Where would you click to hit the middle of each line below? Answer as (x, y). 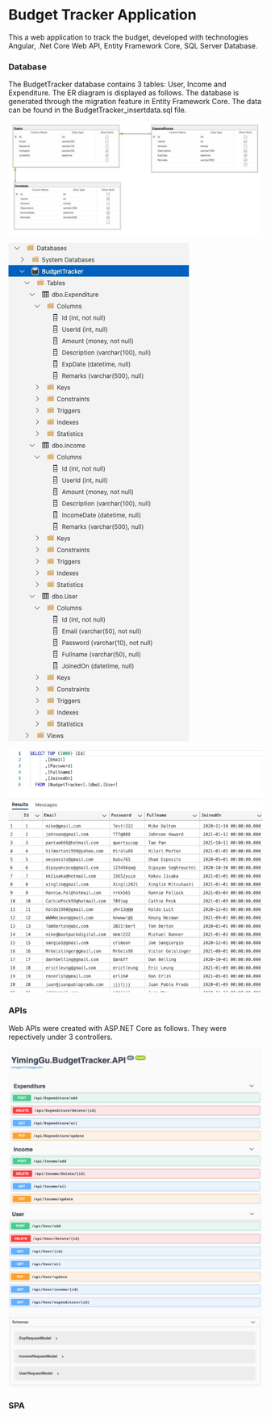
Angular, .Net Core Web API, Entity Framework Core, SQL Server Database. (133, 45)
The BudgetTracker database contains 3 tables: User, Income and (117, 84)
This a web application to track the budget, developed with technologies (128, 37)
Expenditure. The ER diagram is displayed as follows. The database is (124, 93)
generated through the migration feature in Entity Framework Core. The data (135, 102)
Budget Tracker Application (102, 15)
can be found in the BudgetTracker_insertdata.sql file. (98, 110)
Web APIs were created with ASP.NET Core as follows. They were (118, 1028)
